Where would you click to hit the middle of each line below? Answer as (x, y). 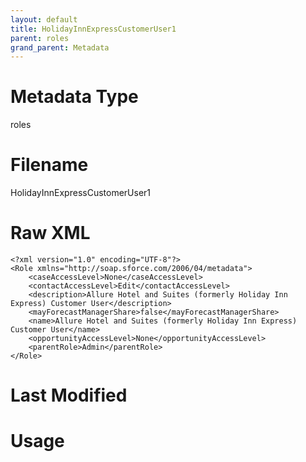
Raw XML (50, 233)
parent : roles (40, 38)
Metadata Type (74, 97)
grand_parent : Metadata (60, 47)
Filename (49, 165)
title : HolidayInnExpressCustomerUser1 (93, 29)
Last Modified (69, 395)
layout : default (44, 19)
